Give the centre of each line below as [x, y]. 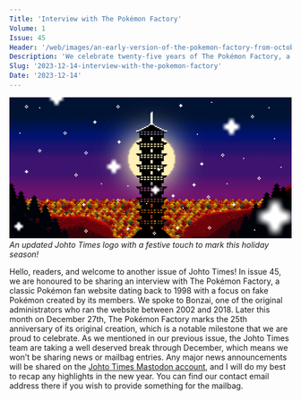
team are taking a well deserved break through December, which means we [149, 347]
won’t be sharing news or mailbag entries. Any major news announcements [148, 357]
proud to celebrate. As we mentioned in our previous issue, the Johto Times [149, 338]
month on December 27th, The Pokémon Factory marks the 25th [129, 319]
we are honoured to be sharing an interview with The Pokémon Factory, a [145, 281]
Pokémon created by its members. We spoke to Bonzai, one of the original [146, 300]
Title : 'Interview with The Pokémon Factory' [95, 19]
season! [24, 254]
